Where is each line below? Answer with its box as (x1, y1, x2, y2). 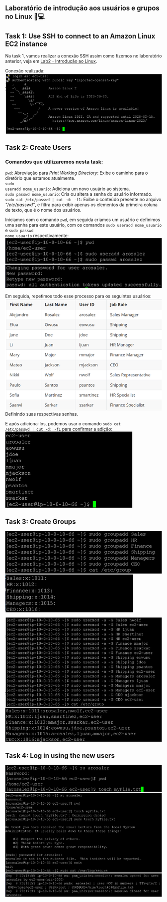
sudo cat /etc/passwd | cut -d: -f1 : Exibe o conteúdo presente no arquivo (5, 196, 162, 202)
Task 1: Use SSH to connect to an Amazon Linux (5, 32, 156, 40)
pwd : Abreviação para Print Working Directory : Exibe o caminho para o (5, 170, 148, 176)
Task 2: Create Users (5, 143, 72, 152)
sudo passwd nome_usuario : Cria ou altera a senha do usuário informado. (5, 191, 153, 197)
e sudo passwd (5, 227, 34, 233)
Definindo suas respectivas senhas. (5, 411, 79, 417)
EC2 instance (5, 39, 47, 48)
